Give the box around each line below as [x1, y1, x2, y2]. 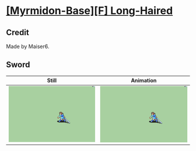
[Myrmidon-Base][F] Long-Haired [6, 4, 173, 18]
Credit [6, 28, 29, 37]
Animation [131, 77, 157, 84]
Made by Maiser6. [6, 43, 50, 50]
